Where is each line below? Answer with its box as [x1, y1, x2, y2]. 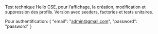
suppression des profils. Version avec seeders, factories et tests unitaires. [5, 9, 154, 15]
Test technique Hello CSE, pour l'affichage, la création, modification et [5, 4, 146, 10]
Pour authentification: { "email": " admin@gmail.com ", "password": [5, 19, 138, 24]
